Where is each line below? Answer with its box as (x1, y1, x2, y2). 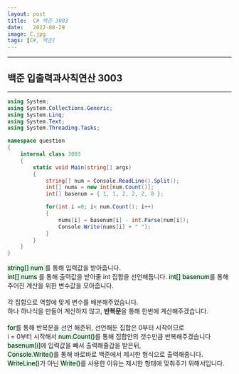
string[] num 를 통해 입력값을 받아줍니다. (7, 263, 121, 272)
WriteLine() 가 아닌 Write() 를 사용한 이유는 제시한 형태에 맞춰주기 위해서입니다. (7, 359, 225, 368)
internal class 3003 (20, 151, 81, 158)
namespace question (7, 137, 65, 145)
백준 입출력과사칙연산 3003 (7, 72, 123, 84)
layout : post (7, 10, 46, 18)
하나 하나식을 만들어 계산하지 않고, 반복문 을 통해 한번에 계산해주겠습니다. (7, 307, 208, 315)
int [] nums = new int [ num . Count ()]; (45, 183, 154, 191)
